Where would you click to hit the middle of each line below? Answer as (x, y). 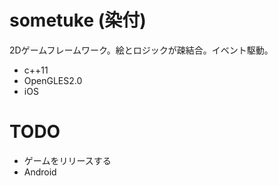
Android (40, 172)
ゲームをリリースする (67, 160)
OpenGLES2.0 (53, 80)
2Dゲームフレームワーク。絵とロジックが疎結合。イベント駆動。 (141, 50)
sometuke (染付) (78, 20)
